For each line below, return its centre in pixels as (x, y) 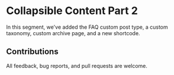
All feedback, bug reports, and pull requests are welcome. (77, 66)
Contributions (32, 52)
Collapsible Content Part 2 (72, 11)
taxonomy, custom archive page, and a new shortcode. (73, 33)
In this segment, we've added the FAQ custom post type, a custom (87, 27)
